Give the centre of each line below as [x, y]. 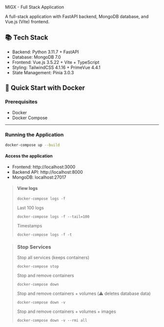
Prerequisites [21, 102]
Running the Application [34, 135]
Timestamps [30, 226]
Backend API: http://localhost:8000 [47, 172]
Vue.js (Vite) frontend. [27, 22]
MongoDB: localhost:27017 [39, 177]
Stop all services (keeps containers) [53, 258]
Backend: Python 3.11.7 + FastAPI [45, 52]
